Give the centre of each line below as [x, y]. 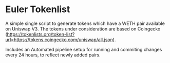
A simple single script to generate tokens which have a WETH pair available [85, 23]
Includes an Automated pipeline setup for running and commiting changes [84, 49]
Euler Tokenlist [38, 9]
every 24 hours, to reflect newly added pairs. [53, 55]
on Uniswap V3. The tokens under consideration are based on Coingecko [83, 28]
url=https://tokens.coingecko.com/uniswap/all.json [59, 40]
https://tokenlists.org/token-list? [41, 34]
